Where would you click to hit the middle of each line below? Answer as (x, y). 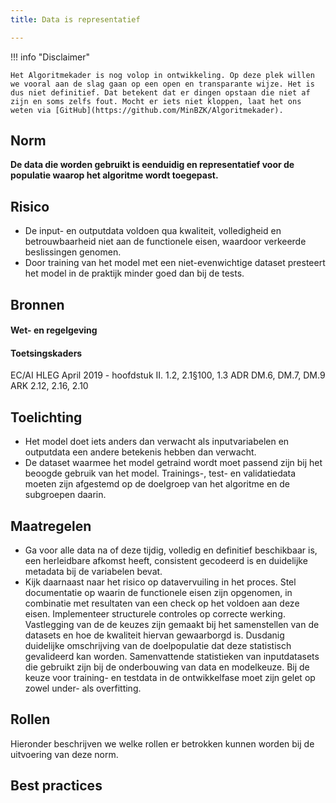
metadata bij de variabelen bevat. (93, 572)
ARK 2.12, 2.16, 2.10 (49, 386)
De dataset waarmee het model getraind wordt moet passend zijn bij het (173, 463)
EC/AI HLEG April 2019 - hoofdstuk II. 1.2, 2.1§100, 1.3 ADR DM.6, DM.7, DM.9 (168, 375)
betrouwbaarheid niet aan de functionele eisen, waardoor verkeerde (165, 242)
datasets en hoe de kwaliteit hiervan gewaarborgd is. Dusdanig (154, 635)
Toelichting (46, 417)
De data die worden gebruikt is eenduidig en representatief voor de (152, 165)
